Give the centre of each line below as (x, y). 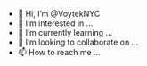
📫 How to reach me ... (59, 52)
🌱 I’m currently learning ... (65, 33)
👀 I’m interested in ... (55, 23)
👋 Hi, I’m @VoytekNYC (59, 14)
